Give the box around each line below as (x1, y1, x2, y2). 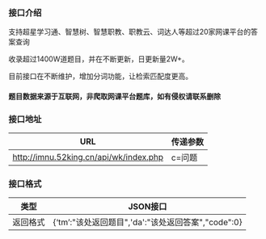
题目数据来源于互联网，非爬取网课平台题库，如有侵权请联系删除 (8, 91, 221, 101)
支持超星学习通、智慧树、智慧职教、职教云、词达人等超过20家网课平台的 (8, 27, 251, 37)
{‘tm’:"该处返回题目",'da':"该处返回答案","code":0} (53, 216, 243, 228)
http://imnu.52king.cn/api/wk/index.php (12, 152, 164, 163)
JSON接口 (128, 201, 167, 212)
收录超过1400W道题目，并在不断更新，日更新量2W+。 (8, 54, 190, 64)
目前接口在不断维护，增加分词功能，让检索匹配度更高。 (8, 71, 192, 82)
